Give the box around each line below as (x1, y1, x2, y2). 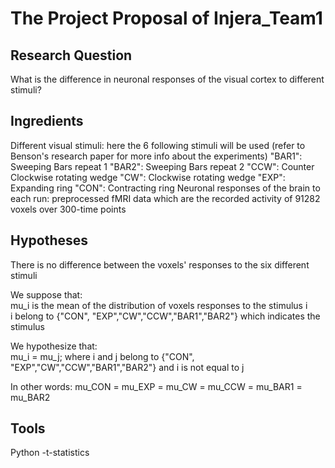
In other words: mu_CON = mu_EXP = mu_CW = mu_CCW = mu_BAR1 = (10, 380, 303, 392)
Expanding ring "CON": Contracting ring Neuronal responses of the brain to (10, 182, 321, 194)
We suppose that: (10, 288, 83, 301)
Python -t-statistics (10, 447, 90, 459)
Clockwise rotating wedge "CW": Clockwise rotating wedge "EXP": (10, 171, 286, 183)
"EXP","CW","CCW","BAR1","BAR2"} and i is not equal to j (10, 361, 245, 373)
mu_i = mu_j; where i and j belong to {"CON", (10, 350, 195, 362)
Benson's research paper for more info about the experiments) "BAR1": (10, 150, 303, 162)
